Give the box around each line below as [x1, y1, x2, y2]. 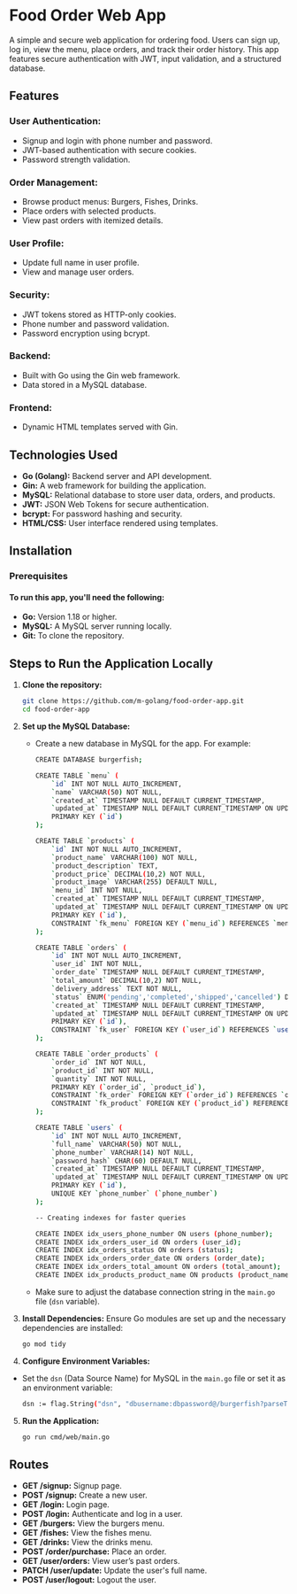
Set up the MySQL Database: [21, 721, 131, 731]
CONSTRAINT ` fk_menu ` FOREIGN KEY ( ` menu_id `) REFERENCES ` [51, 918, 278, 928]
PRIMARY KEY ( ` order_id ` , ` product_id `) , [51, 1082, 206, 1092]
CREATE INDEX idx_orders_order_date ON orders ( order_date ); [34, 1254, 265, 1263]
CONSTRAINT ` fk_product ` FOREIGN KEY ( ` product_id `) [51, 1099, 250, 1108]
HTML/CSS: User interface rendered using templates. [21, 517, 218, 528]
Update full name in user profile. [21, 258, 140, 268]
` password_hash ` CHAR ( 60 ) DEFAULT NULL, [51, 1157, 202, 1165]
